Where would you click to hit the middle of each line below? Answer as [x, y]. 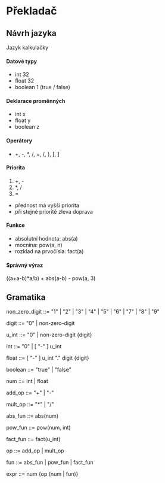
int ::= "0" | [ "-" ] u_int [34, 347]
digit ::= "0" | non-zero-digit [41, 323]
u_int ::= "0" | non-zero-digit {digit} [49, 335]
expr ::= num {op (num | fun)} [42, 474]
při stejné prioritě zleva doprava [54, 211]
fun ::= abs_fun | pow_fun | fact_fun [50, 463]
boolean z [27, 127]
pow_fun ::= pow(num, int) [38, 428]
